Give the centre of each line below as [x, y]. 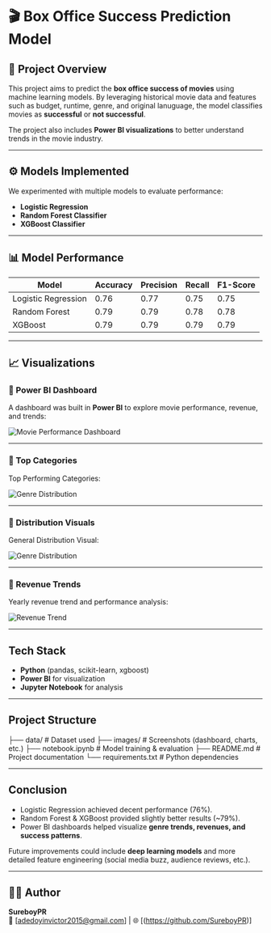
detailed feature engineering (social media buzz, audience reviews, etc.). [129, 859]
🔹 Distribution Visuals [52, 522]
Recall [197, 285]
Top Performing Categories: [54, 478]
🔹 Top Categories [43, 460]
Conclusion [38, 790]
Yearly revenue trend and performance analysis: [88, 602]
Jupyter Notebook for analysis [71, 687]
